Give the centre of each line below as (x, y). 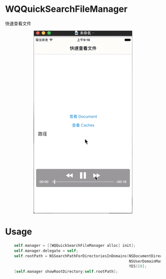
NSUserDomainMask (146, 261)
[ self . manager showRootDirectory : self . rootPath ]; (66, 272)
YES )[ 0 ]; (138, 266)
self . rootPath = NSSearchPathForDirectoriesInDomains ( (72, 256)
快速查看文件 (18, 23)
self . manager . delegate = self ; (46, 251)
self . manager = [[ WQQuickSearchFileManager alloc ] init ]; (75, 245)
